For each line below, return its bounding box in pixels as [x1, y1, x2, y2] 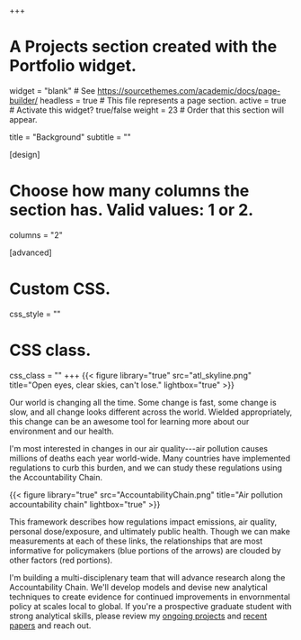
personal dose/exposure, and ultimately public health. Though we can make [9, 526, 290, 536]
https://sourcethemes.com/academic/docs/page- [97, 85, 281, 96]
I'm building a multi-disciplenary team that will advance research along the [9, 571, 286, 582]
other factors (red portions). [9, 554, 113, 565]
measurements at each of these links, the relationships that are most [9, 535, 263, 546]
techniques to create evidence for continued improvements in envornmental [9, 591, 290, 602]
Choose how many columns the [9, 181, 250, 201]
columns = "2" [9, 229, 63, 240]
